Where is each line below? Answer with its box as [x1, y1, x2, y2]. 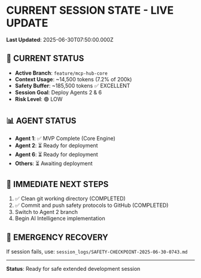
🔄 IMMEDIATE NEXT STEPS [6, 179, 109, 189]
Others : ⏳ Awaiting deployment [14, 160, 93, 167]
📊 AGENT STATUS [6, 116, 77, 126]
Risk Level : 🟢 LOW [14, 95, 63, 102]
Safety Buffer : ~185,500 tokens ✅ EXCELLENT [14, 82, 130, 89]
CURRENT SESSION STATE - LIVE [6, 4, 174, 17]
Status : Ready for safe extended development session [6, 265, 141, 273]
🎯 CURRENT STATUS [6, 53, 84, 63]
